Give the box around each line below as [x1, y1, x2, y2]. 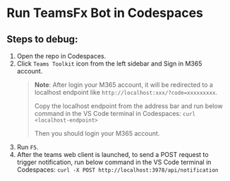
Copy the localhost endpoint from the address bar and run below [34, 102, 223, 110]
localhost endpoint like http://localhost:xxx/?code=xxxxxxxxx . [34, 88, 218, 96]
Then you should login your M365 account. [34, 129, 160, 137]
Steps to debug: [6, 33, 78, 45]
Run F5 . [16, 143, 39, 151]
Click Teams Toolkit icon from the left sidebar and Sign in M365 [16, 59, 202, 68]
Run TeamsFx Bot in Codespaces [6, 5, 204, 21]
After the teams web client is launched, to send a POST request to [16, 151, 209, 158]
